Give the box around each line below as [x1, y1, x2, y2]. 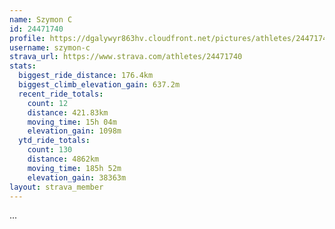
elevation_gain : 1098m [27, 126, 122, 136]
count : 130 [27, 145, 73, 155]
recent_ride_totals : [18, 89, 104, 99]
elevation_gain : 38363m [27, 172, 127, 183]
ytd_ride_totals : [18, 136, 91, 146]
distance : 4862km [27, 154, 100, 164]
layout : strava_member [9, 182, 104, 192]
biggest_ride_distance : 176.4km [18, 71, 154, 81]
